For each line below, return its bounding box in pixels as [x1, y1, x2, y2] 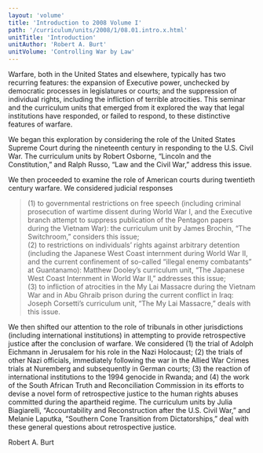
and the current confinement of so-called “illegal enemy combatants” [27, 257, 252, 266]
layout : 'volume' [8, 11, 65, 20]
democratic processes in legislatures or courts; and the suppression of [8, 86, 237, 95]
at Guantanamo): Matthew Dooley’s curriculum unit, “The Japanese [27, 265, 245, 275]
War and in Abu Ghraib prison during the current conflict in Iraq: [27, 290, 234, 299]
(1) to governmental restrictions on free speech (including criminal [27, 199, 241, 208]
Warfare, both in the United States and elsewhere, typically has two [8, 70, 226, 79]
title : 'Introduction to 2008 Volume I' [8, 19, 143, 27]
